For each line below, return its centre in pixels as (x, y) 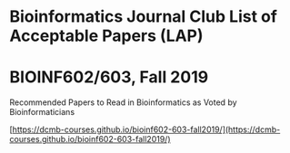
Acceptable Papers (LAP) (106, 36)
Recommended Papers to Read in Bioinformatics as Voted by (124, 102)
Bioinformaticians (42, 112)
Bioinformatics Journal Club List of (143, 17)
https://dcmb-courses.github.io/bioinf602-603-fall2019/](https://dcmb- (146, 129)
